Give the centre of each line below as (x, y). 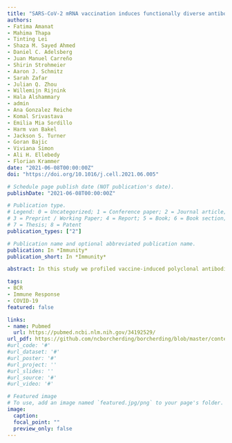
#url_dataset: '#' (33, 352)
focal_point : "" (37, 422)
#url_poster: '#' (32, 358)
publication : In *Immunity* (48, 250)
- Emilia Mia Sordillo (40, 123)
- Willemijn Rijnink (37, 91)
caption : (26, 415)
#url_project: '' (32, 365)
